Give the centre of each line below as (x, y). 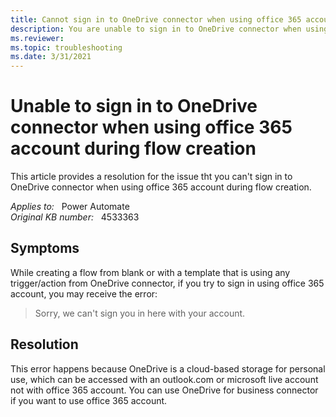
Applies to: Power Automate (70, 207)
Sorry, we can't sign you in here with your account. (140, 313)
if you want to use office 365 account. (89, 400)
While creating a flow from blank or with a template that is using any (150, 272)
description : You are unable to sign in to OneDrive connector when (156, 29)
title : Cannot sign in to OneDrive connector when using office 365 (156, 19)
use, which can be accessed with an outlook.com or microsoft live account (164, 379)
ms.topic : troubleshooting (66, 47)
